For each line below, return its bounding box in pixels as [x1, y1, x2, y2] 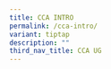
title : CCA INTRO [9, 13, 74, 22]
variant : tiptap [9, 30, 70, 39]
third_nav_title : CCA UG [9, 47, 102, 56]
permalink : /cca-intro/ [9, 22, 98, 30]
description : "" [9, 38, 70, 47]
